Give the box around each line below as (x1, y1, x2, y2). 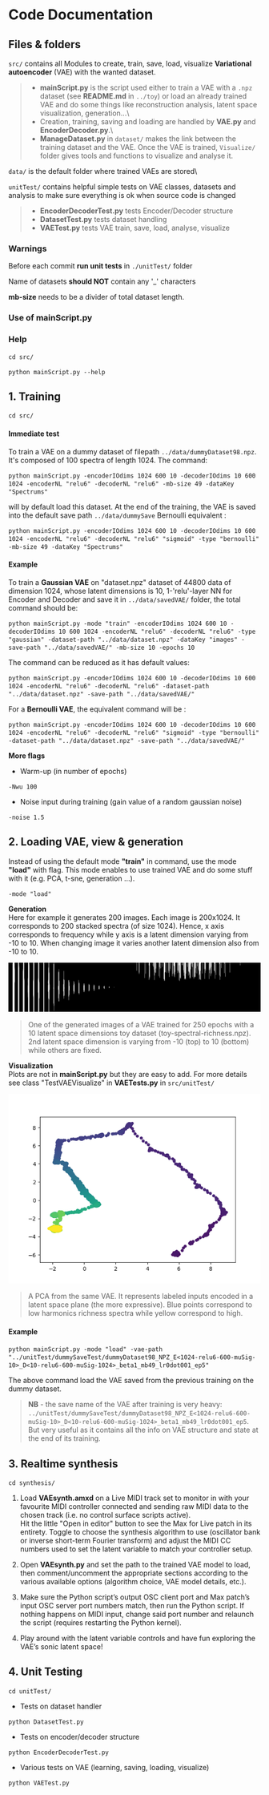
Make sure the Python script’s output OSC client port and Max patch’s (19, 1592, 251, 1602)
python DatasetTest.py (8, 1717, 84, 1726)
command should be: (8, 603, 78, 612)
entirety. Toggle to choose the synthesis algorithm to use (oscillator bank (19, 1527, 261, 1536)
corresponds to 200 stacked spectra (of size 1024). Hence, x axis (8, 921, 224, 930)
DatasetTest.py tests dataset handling (39, 215, 167, 224)
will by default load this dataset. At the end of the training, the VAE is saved (8, 502, 256, 511)
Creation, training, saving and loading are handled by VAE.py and (39, 117, 256, 126)
